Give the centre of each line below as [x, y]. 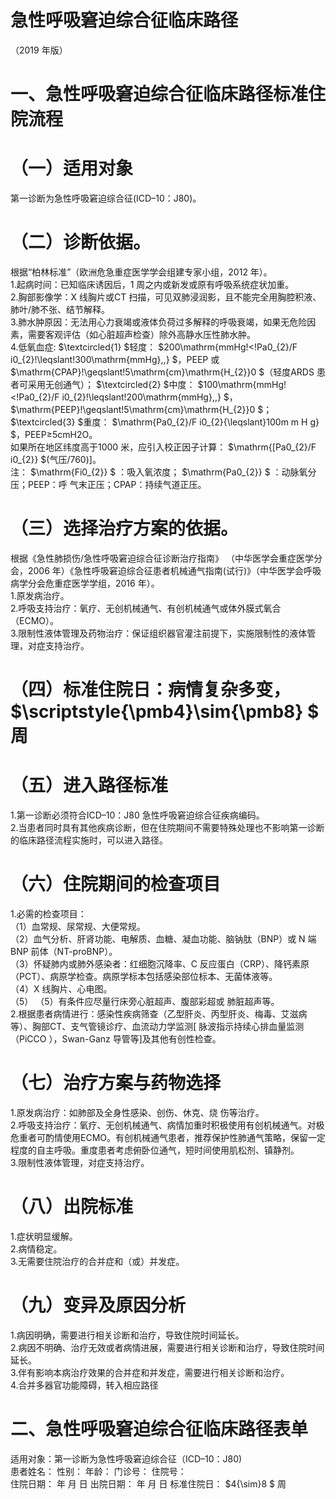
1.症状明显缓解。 [44, 1236]
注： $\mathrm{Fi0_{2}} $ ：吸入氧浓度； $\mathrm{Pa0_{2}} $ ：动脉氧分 [163, 472]
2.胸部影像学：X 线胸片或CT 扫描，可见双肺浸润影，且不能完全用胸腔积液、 [166, 297]
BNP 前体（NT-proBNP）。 [64, 951]
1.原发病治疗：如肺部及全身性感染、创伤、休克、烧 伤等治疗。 [137, 1112]
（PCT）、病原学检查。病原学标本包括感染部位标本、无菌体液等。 [144, 976]
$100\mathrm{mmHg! [242, 384]
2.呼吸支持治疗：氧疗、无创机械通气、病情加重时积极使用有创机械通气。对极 [167, 1125]
